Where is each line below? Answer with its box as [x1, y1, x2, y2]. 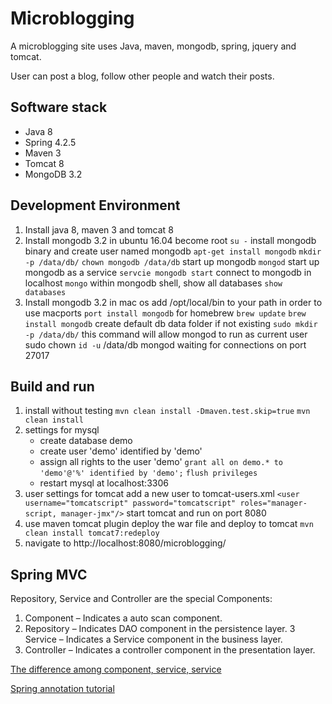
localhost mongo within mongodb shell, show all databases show [24, 277, 283, 289]
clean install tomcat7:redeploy [24, 528, 160, 539]
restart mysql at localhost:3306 [39, 477, 169, 489]
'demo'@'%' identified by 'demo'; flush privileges [39, 468, 258, 479]
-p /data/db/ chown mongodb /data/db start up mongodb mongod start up [24, 255, 320, 267]
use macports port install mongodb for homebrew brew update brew [24, 307, 307, 319]
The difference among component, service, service [10, 663, 222, 676]
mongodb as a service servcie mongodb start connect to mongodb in [24, 266, 312, 278]
